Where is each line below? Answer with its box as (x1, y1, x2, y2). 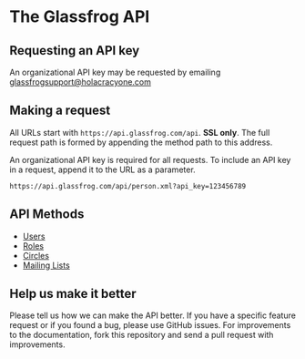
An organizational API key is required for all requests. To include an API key (9, 154, 291, 165)
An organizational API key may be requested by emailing (9, 67, 221, 77)
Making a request (9, 103, 111, 118)
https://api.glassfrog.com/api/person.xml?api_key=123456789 (9, 181, 247, 190)
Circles (22, 250, 50, 261)
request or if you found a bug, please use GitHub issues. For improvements (9, 320, 291, 331)
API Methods (9, 207, 85, 222)
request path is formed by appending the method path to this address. (9, 137, 273, 148)
